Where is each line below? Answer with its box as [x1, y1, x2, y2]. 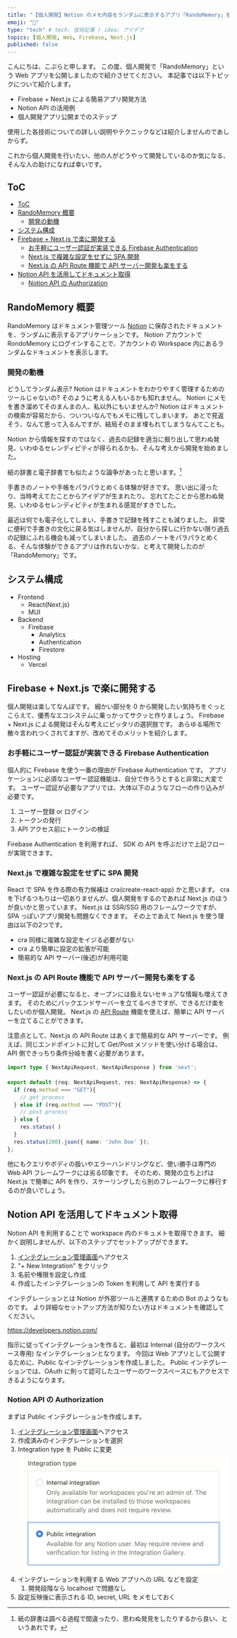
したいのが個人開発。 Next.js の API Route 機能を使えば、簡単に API [7, 1008, 205, 1016]
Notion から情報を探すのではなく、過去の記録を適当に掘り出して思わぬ [7, 435, 214, 444]
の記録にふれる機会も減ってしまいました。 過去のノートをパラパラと [7, 533, 207, 541]
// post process [20, 1109, 68, 1116]
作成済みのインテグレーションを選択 [17, 1436, 123, 1445]
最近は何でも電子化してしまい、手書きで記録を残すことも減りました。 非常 [7, 515, 226, 524]
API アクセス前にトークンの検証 [17, 824, 110, 833]
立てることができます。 [19, 1016, 87, 1025]
